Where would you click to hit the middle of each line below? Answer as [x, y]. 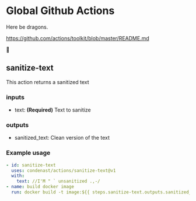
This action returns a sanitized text [48, 82]
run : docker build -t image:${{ [51, 192]
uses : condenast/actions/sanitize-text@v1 [64, 171]
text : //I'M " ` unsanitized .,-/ [58, 181]
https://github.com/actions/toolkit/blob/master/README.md [78, 38]
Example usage [28, 153]
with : [18, 176]
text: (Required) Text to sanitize [53, 110]
